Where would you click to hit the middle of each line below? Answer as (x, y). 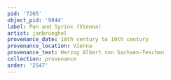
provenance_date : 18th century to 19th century (78, 40)
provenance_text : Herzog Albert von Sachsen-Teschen (86, 53)
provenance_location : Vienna (50, 46)
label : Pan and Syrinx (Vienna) (54, 26)
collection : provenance (42, 59)
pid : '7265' (25, 14)
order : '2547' (28, 65)
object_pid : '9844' (36, 20)
